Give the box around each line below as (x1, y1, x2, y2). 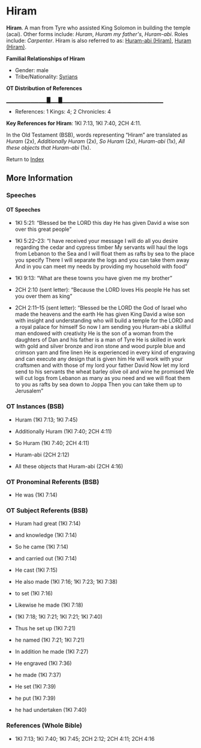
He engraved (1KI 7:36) (14, 660, 72, 667)
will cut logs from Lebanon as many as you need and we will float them (14, 375, 191, 382)
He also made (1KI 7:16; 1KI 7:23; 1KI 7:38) (14, 578, 118, 586)
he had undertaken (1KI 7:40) (14, 707, 87, 714)
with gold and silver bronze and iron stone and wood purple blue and (14, 343, 185, 350)
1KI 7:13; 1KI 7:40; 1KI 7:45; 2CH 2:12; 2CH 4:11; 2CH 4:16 (14, 735, 155, 742)
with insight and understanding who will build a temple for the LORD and (14, 317, 194, 324)
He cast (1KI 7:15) (14, 566, 58, 574)
